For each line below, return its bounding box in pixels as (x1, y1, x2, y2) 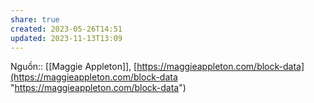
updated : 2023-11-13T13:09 (10, 33, 123, 43)
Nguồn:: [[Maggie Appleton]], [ (10, 61, 138, 73)
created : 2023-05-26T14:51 (10, 24, 123, 34)
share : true (10, 14, 60, 25)
